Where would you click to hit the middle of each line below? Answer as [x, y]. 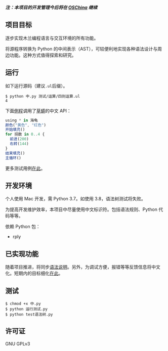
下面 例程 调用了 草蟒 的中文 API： [38, 111]
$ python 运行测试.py [27, 309]
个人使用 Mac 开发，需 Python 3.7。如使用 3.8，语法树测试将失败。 [75, 199]
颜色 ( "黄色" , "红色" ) [26, 125]
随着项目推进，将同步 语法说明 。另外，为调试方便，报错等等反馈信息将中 [80, 267]
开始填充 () [15, 130]
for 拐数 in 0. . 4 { [25, 135]
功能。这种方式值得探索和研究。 [43, 55]
